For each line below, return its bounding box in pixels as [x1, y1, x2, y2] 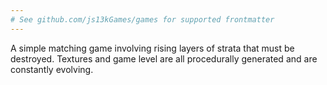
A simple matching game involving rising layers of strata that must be [10, 42, 295, 54]
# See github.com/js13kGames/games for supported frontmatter [10, 14, 275, 25]
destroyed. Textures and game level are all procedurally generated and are [10, 52, 318, 65]
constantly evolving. [10, 63, 94, 75]
